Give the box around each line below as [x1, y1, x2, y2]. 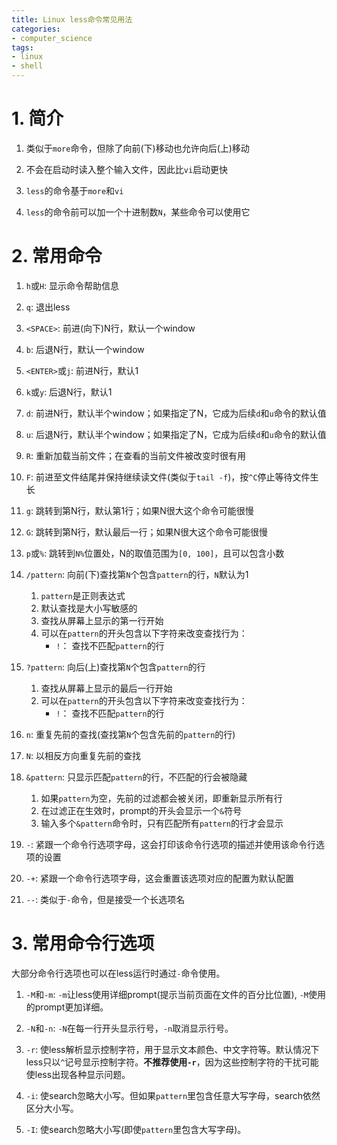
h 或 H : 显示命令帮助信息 [25, 279, 120, 291]
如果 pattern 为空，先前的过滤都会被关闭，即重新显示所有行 [40, 792, 283, 804]
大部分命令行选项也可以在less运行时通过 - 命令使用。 [11, 967, 226, 979]
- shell [11, 61, 44, 71]
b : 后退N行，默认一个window [25, 343, 145, 355]
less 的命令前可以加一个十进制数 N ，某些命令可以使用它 [25, 206, 251, 218]
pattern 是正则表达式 [40, 589, 126, 601]
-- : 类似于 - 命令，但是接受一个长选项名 [25, 893, 186, 905]
